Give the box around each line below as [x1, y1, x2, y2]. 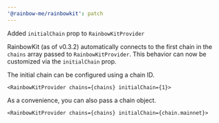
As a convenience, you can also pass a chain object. [7, 96, 157, 104]
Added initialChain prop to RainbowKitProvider [7, 29, 145, 37]
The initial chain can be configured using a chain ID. [7, 70, 155, 79]
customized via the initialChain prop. [7, 57, 117, 66]
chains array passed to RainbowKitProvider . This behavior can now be [7, 50, 207, 58]
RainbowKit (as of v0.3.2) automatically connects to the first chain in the [7, 42, 213, 50]
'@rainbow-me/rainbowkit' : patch [7, 10, 104, 17]
